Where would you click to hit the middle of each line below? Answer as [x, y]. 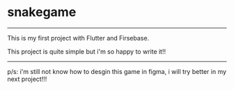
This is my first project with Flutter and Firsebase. [78, 38]
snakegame [42, 12]
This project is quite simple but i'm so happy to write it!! [87, 51]
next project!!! [27, 79]
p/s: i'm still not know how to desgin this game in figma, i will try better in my [117, 71]
